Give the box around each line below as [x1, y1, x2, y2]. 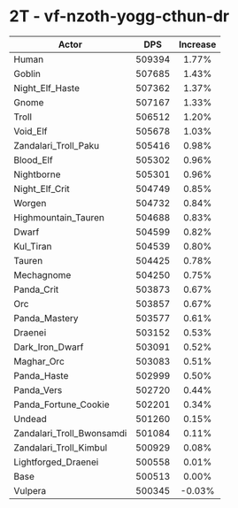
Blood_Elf [13, 153, 53, 165]
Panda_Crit [13, 283, 59, 296]
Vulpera [13, 484, 47, 496]
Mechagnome [13, 268, 72, 281]
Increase [178, 38, 217, 50]
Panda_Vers [13, 383, 63, 396]
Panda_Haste [13, 369, 69, 381]
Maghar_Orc [13, 355, 65, 367]
